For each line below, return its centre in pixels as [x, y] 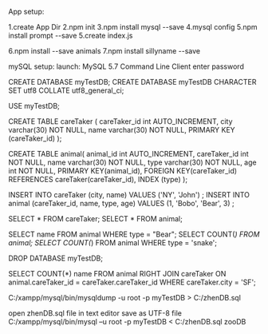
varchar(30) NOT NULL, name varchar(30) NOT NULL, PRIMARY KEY [122, 130]
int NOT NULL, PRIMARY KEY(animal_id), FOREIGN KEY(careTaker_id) [123, 171]
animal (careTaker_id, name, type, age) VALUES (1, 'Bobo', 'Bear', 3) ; [122, 203]
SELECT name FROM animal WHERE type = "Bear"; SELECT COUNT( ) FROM [134, 234]
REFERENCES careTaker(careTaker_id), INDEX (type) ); [98, 179]
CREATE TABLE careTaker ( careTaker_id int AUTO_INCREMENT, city [120, 121]
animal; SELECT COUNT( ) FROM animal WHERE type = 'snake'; [113, 243]
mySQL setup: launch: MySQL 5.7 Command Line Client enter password [126, 66]
